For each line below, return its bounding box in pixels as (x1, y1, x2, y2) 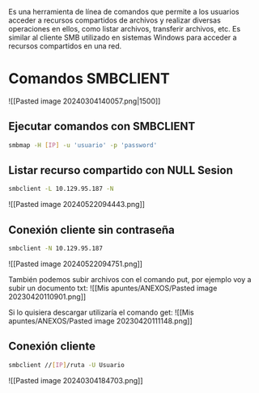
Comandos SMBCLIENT (8, 70, 170, 88)
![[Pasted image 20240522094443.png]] (8, 200, 146, 209)
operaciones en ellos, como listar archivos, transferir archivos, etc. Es (8, 24, 241, 33)
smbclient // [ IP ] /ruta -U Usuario (8, 361, 125, 369)
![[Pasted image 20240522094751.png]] (8, 259, 143, 268)
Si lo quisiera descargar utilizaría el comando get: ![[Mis (8, 307, 194, 317)
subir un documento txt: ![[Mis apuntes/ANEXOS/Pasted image (8, 283, 218, 293)
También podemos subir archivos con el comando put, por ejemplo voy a (8, 275, 252, 284)
